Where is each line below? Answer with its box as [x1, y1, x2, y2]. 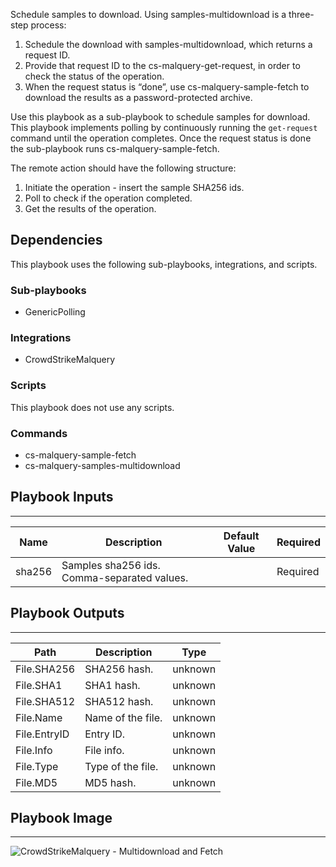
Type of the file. [84, 759, 159, 773]
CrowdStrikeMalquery [24, 354, 116, 366]
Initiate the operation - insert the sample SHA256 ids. [24, 182, 245, 193]
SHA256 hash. [84, 662, 154, 676]
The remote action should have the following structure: [10, 162, 237, 174]
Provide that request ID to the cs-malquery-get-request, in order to [24, 60, 301, 71]
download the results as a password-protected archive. [24, 92, 253, 103]
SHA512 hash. [84, 694, 154, 708]
